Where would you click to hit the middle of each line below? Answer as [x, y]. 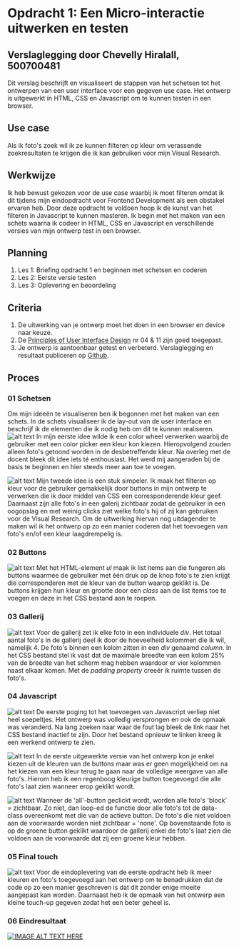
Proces [24, 377]
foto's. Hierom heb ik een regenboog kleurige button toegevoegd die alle [114, 778]
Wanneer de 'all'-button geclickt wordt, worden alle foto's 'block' [132, 800]
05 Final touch [33, 856]
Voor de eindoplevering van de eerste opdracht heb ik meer [124, 872]
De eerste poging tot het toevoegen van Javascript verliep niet [128, 711]
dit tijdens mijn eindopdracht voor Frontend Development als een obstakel [116, 200]
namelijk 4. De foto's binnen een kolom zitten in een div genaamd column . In [119, 647]
